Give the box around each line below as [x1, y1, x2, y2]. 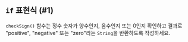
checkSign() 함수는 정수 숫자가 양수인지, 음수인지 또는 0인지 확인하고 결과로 [5, 22, 183, 29]
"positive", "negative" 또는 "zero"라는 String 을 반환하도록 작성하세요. [5, 29, 171, 36]
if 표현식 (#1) [5, 5, 54, 16]
